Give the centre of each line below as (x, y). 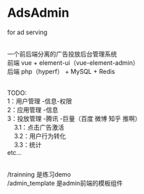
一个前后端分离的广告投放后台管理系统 (62, 54)
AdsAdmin (38, 13)
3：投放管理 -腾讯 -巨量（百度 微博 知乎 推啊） (74, 118)
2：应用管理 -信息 (33, 110)
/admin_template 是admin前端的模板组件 (65, 183)
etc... (15, 152)
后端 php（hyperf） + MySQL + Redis (61, 71)
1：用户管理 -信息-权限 (40, 101)
